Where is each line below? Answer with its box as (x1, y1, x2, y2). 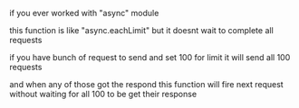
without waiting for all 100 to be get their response (9, 89, 198, 99)
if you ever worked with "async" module (9, 8, 159, 18)
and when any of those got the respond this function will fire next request (9, 79, 284, 89)
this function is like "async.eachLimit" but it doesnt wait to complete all (9, 25, 274, 35)
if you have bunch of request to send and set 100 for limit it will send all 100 (9, 52, 291, 62)
